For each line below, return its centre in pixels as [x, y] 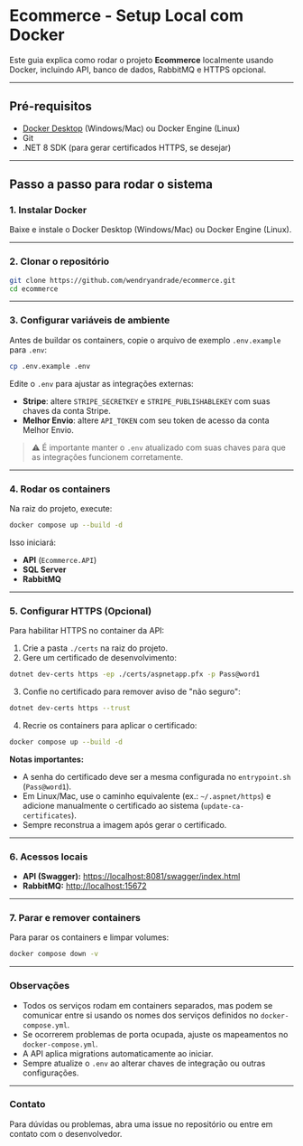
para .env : [28, 350]
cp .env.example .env [50, 366]
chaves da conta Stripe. [66, 410]
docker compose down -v [54, 954]
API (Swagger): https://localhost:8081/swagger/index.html [131, 877]
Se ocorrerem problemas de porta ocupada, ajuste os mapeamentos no [155, 1034]
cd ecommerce [34, 289]
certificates [47, 816]
